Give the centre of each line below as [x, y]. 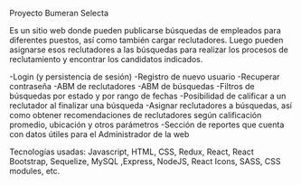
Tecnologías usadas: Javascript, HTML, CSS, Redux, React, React [132, 152]
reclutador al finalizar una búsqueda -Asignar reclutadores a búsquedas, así [150, 106]
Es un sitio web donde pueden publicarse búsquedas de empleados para [146, 30]
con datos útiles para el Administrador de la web [99, 134]
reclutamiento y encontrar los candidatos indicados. [106, 59]
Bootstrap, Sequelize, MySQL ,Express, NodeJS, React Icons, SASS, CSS [146, 161]
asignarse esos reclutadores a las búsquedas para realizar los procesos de [149, 50]
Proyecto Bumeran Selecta [59, 13]
